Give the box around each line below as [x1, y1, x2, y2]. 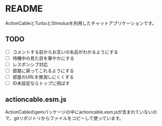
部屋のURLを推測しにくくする [12, 74, 74, 80]
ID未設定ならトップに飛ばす [12, 80, 70, 86]
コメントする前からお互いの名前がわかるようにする [12, 48, 118, 55]
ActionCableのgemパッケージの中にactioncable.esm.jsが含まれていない [5, 108, 153, 115]
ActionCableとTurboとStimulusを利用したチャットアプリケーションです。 [5, 20, 156, 26]
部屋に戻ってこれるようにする [12, 67, 74, 73]
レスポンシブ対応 [12, 61, 48, 67]
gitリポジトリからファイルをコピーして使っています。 [14, 115, 124, 121]
